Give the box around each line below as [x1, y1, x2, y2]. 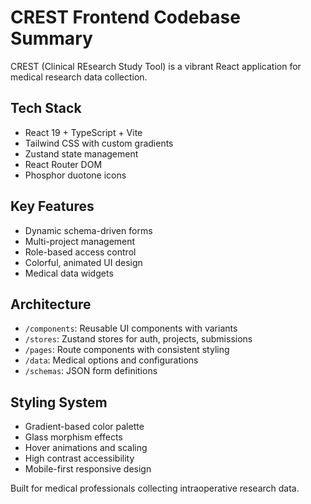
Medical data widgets [24, 267, 114, 279]
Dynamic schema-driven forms [24, 224, 153, 236]
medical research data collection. [10, 71, 148, 83]
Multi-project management [24, 235, 136, 247]
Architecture [10, 296, 92, 313]
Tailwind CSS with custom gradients [24, 137, 174, 149]
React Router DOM [24, 158, 103, 170]
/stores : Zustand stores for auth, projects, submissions [24, 333, 253, 345]
